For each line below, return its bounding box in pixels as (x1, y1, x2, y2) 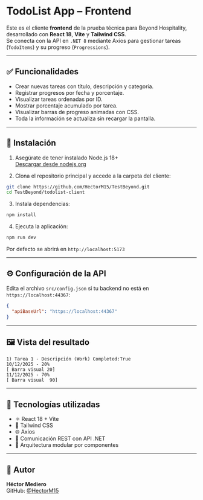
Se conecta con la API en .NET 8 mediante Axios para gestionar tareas (6, 37, 181, 44)
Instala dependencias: (14, 200, 71, 208)
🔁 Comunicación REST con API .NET (14, 435, 106, 442)
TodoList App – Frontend (6, 4, 132, 18)
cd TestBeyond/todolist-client (6, 189, 85, 196)
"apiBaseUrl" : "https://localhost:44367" (11, 308, 118, 315)
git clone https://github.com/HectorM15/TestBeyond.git (6, 184, 150, 190)
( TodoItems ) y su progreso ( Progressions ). (6, 43, 110, 51)
